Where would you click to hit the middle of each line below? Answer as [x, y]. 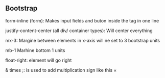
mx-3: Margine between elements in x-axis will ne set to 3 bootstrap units [82, 40]
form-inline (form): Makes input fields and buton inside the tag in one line [82, 20]
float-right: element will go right [39, 60]
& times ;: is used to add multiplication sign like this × [61, 70]
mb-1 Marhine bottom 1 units [35, 50]
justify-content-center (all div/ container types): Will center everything [79, 31]
